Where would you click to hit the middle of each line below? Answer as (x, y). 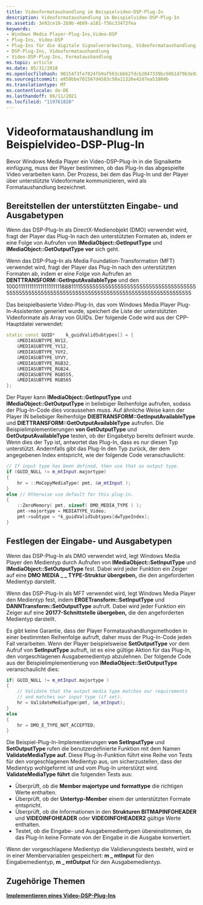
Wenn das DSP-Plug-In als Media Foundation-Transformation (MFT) (91, 261)
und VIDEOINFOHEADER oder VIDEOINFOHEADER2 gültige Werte (98, 818)
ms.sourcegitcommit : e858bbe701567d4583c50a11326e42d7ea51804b (88, 79)
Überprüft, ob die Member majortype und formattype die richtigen (99, 786)
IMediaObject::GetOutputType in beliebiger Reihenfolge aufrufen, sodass (98, 404)
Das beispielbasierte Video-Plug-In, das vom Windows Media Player (91, 305)
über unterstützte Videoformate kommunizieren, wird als (76, 180)
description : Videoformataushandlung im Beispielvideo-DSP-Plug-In (93, 18)
